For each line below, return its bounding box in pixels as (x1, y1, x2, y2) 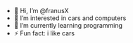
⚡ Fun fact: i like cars (13, 29, 75, 37)
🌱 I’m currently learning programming (13, 21, 123, 29)
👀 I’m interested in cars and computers (13, 14, 127, 22)
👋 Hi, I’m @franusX (13, 7, 69, 15)
